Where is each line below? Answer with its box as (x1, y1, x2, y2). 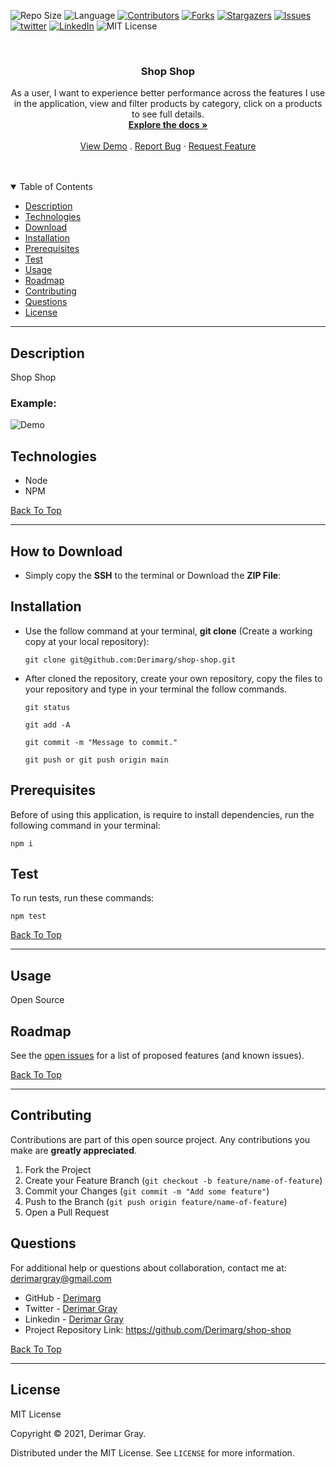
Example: (10, 396, 57, 410)
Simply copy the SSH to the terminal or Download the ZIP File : (24, 570, 282, 582)
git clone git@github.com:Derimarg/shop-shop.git (24, 655, 237, 665)
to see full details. (131, 108, 205, 120)
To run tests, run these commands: (10, 892, 155, 904)
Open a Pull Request (24, 1206, 110, 1218)
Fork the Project (24, 1163, 92, 1175)
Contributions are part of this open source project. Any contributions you (10, 1133, 311, 1145)
